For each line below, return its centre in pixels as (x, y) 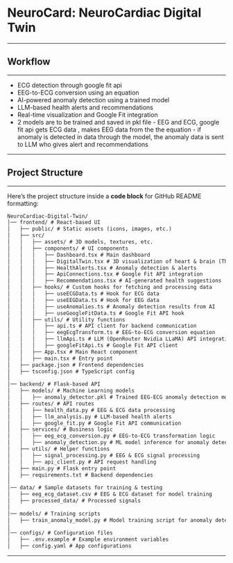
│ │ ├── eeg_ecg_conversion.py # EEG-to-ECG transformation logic (111, 436)
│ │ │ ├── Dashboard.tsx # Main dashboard (79, 255)
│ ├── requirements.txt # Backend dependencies (80, 475)
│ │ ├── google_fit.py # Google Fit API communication (94, 423)
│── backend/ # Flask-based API (54, 384)
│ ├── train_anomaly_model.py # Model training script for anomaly (110, 520)
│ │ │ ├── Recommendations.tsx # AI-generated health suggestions (114, 281)
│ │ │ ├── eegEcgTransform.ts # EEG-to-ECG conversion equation (111, 333)
